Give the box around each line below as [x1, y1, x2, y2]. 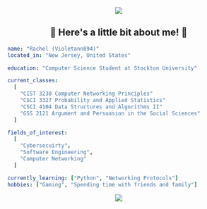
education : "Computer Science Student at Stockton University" [7, 64, 198, 72]
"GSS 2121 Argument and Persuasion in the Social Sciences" [20, 110, 201, 117]
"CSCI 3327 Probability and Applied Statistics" [20, 97, 166, 104]
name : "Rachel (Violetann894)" [7, 45, 100, 52]
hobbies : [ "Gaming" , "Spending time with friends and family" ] [7, 181, 198, 188]
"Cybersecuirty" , [20, 142, 71, 149]
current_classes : [7, 77, 59, 84]
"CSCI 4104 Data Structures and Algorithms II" [20, 103, 162, 110]
